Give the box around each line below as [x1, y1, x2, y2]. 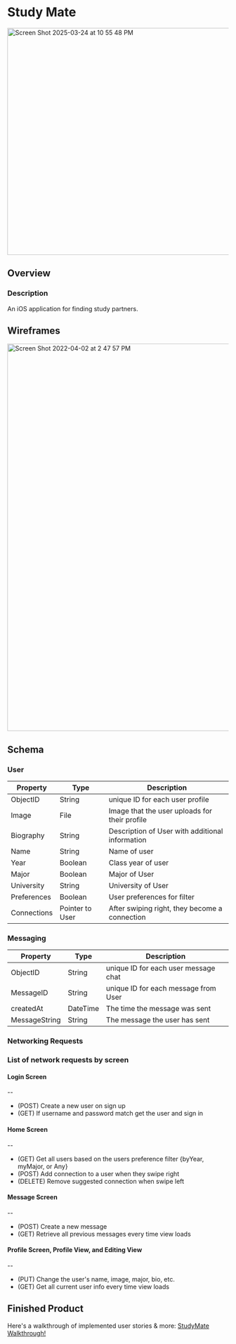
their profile [108, 815, 147, 825]
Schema [7, 743, 44, 755]
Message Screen [7, 1193, 58, 1201]
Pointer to [59, 903, 92, 913]
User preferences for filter [108, 892, 195, 902]
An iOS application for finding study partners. [7, 304, 138, 313]
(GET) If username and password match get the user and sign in [17, 1109, 204, 1118]
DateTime [67, 1004, 100, 1014]
